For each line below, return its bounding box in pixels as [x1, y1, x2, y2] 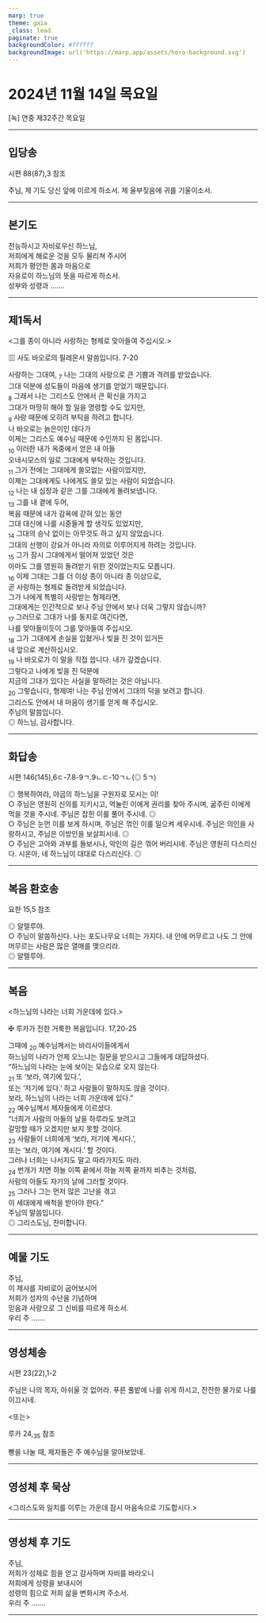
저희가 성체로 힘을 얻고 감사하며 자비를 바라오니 [8, 1568, 154, 1578]
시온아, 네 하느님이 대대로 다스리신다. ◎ [18, 849, 142, 859]
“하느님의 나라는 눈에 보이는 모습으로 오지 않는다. [8, 1061, 160, 1071]
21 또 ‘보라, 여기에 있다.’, [8, 1072, 82, 1083]
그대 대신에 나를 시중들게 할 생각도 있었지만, [8, 518, 144, 528]
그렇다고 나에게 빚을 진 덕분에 [8, 666, 100, 675]
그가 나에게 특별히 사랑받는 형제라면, [8, 593, 120, 602]
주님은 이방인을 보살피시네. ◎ [37, 829, 129, 839]
